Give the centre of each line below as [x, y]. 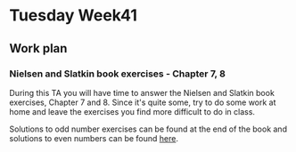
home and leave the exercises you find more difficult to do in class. [132, 111]
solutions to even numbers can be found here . [94, 138]
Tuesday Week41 [74, 16]
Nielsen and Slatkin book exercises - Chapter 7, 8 [117, 74]
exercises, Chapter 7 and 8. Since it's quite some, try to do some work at [143, 102]
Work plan [38, 48]
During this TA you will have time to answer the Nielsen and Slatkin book [142, 92]
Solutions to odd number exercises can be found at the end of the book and [148, 129]
